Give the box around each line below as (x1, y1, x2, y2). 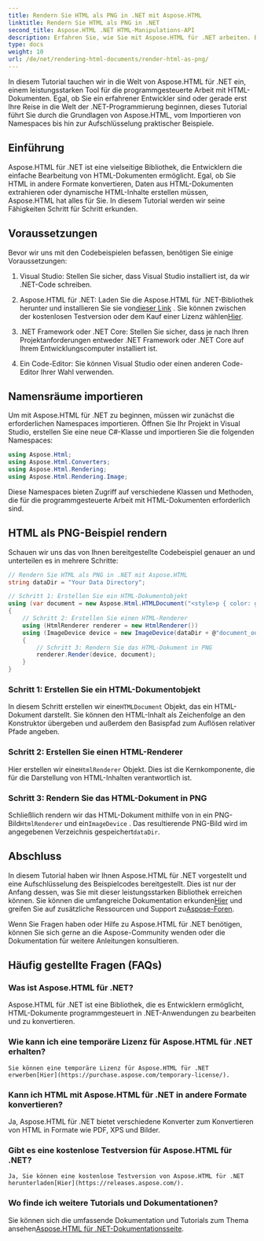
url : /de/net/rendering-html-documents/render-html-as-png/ (8, 56, 210, 64)
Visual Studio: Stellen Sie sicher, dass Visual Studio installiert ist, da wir (19, 271, 250, 281)
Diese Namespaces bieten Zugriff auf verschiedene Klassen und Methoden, (8, 486, 254, 496)
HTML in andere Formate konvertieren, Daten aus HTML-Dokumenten (8, 178, 233, 189)
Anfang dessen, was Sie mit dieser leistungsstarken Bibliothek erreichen (8, 887, 243, 897)
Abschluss (8, 850, 62, 863)
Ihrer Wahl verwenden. (40, 367, 115, 376)
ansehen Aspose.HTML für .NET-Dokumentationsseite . (8, 1224, 185, 1233)
